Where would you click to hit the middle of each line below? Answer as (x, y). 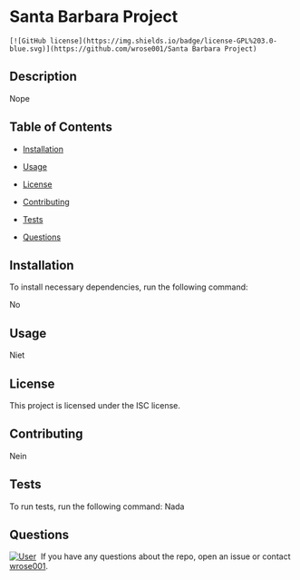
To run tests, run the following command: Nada (97, 506)
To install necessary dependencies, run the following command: (129, 287)
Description (43, 77)
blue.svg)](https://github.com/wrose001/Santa (99, 49)
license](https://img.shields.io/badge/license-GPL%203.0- (164, 41)
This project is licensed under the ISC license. (95, 405)
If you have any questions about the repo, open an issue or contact (165, 556)
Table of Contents (61, 128)
